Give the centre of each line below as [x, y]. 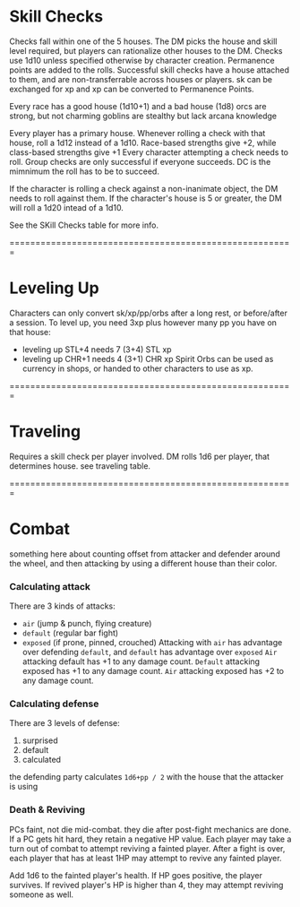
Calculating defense [54, 704]
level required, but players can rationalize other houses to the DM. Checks [146, 50]
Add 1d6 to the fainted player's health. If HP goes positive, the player [136, 875]
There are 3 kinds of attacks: [63, 606]
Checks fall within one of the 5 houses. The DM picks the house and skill [143, 41]
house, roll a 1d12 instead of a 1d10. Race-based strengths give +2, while [143, 143]
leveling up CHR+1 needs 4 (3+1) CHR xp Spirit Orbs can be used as [148, 358]
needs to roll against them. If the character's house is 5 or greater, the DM [146, 198]
